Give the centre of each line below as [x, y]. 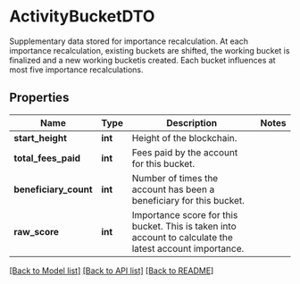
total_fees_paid [47, 158]
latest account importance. [188, 248]
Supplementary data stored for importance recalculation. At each [129, 41]
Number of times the [175, 178]
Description [192, 122]
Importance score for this [185, 214]
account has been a [173, 189]
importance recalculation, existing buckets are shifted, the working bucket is [150, 50]
